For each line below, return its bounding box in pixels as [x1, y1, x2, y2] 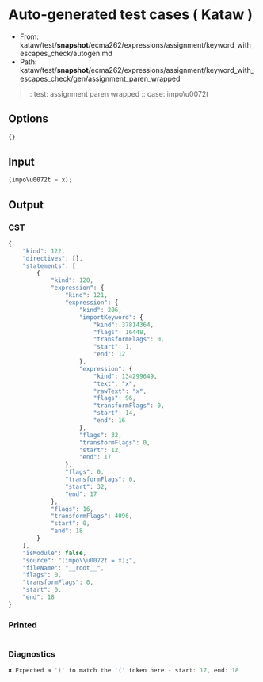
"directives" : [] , [22, 254, 83, 262]
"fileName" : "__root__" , [22, 564, 105, 572]
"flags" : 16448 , [93, 328, 147, 336]
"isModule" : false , [22, 549, 87, 557]
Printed [8, 619, 37, 631]
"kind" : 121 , [64, 291, 109, 299]
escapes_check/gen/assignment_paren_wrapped [19, 74, 181, 83]
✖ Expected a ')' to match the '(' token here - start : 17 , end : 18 [8, 667, 239, 675]
